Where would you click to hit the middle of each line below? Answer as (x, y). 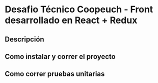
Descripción (24, 39)
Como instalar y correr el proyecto (60, 57)
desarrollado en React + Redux (71, 20)
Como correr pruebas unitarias (55, 74)
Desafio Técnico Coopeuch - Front (79, 9)
